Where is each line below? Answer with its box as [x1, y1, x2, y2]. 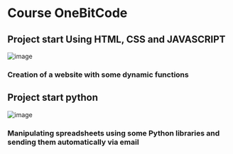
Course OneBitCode [7, 5, 128, 21]
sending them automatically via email [7, 137, 140, 147]
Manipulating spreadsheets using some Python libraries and [7, 128, 220, 138]
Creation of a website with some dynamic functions [7, 70, 190, 79]
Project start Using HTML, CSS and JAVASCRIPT [7, 33, 226, 45]
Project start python [7, 92, 98, 104]
